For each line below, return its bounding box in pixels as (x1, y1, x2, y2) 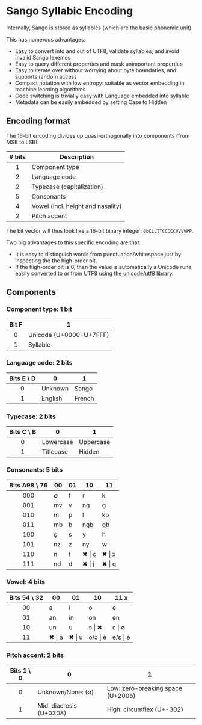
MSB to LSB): (6, 138, 39, 146)
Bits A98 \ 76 (9, 481, 48, 490)
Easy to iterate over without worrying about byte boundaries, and (14, 66, 176, 73)
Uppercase (79, 438, 111, 446)
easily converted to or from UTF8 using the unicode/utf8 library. (14, 270, 174, 277)
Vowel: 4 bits (6, 578, 45, 586)
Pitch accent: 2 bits (6, 651, 64, 659)
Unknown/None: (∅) (37, 688, 94, 696)
